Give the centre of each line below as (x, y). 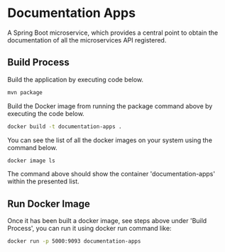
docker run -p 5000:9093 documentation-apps (74, 241)
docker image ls (31, 161)
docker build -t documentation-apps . (65, 126)
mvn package (25, 92)
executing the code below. (46, 113)
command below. (33, 147)
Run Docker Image (49, 204)
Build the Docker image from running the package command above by (110, 106)
